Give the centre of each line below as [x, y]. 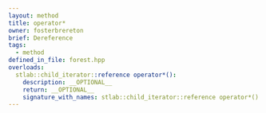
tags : [17, 45]
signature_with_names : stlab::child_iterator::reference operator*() [141, 97]
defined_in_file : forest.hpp [57, 60]
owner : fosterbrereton [46, 30]
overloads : [26, 68]
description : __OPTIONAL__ [67, 82]
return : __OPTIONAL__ [58, 90]
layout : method [34, 16]
